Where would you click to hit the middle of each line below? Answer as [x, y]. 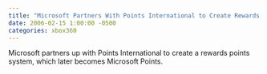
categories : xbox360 [43, 30]
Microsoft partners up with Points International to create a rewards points [129, 53]
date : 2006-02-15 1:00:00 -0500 [62, 23]
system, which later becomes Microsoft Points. [86, 61]
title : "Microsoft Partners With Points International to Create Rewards [134, 16]
